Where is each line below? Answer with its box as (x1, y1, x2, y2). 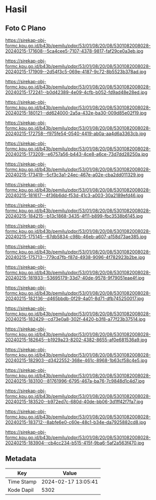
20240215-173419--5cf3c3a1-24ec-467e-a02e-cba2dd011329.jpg (5, 172, 144, 178)
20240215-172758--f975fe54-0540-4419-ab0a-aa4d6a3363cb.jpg (5, 130, 146, 137)
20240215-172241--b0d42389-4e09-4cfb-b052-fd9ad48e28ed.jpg (5, 89, 148, 95)
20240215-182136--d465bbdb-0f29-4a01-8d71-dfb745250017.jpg (5, 295, 144, 302)
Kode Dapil (8, 486, 34, 493)
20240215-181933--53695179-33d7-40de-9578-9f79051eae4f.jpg (5, 275, 145, 281)
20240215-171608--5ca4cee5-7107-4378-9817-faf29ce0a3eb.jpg (5, 48, 143, 54)
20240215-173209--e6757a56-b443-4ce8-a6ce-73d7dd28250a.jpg (5, 151, 148, 157)
